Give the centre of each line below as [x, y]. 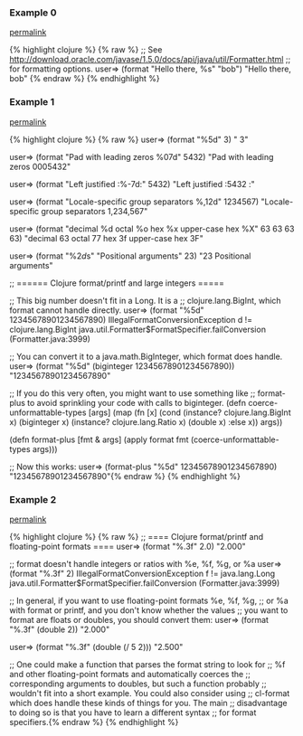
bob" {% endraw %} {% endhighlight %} [85, 79]
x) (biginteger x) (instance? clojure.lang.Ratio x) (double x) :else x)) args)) [146, 421]
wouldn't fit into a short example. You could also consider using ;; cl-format [150, 693]
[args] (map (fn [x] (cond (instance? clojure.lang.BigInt [189, 412]
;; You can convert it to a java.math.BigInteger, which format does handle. [146, 356]
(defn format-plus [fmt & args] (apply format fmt [99, 439]
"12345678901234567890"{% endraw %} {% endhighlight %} [125, 476]
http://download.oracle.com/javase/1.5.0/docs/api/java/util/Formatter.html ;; [150, 60]
